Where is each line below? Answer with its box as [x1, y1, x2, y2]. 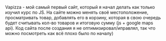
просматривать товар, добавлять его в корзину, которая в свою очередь [5, 15, 161, 20]
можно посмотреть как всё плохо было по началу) [5, 31, 113, 36]
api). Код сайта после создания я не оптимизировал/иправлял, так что [5, 25, 156, 31]
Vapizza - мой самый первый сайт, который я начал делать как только [5, 4, 155, 10]
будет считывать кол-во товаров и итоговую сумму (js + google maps [5, 20, 153, 26]
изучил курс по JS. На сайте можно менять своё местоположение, [5, 9, 149, 15]
